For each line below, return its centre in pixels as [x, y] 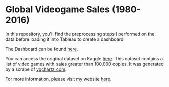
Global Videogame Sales [58, 9]
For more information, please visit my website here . [59, 79]
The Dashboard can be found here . [42, 49]
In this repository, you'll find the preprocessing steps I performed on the [80, 34]
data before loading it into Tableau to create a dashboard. [65, 39]
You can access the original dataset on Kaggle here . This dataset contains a [84, 58]
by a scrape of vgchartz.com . [36, 69]
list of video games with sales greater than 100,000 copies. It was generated [84, 64]
